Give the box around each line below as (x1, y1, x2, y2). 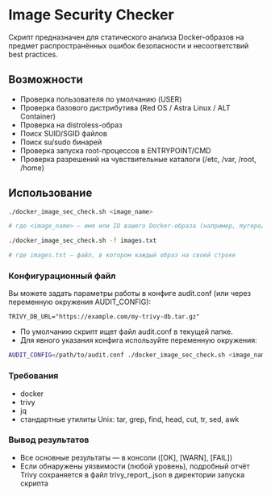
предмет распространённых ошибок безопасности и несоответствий (8, 40, 249, 50)
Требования (8, 370, 59, 381)
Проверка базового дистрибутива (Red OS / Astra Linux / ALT (19, 102, 231, 112)
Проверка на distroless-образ (19, 119, 123, 130)
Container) (19, 111, 56, 121)
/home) (19, 163, 45, 173)
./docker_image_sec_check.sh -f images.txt (8, 236, 157, 245)
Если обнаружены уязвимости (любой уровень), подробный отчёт (19, 461, 250, 471)
